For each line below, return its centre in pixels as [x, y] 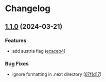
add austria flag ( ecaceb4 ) [39, 51]
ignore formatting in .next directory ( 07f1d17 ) [57, 74]
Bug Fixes [17, 63]
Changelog [28, 9]
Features [16, 41]
